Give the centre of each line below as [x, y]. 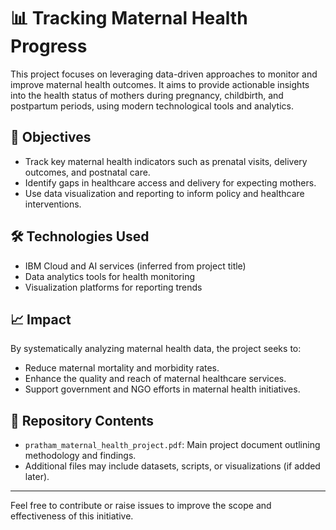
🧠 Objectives [51, 137]
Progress [49, 46]
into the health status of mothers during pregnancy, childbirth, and [147, 95]
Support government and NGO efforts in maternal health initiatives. [162, 389]
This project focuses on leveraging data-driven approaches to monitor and [164, 74]
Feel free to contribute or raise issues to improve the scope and [141, 506]
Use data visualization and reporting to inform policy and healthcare [164, 193]
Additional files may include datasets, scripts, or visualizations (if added [172, 466]
